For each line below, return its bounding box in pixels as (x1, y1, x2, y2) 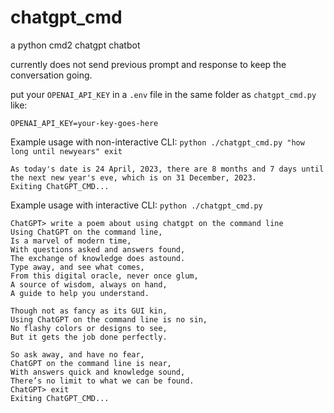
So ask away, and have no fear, (10, 349, 145, 360)
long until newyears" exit (10, 146, 123, 156)
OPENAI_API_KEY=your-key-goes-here (10, 118, 159, 128)
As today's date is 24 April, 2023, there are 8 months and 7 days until (10, 164, 325, 174)
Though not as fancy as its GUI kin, (10, 306, 168, 316)
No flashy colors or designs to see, (10, 323, 168, 333)
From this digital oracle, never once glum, (10, 271, 199, 281)
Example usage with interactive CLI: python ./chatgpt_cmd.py (10, 199, 263, 211)
